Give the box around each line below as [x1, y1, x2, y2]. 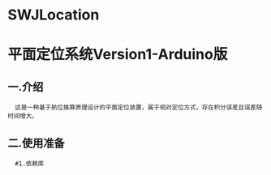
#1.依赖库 [15, 160, 45, 168]
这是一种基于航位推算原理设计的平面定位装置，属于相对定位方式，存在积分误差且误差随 [15, 104, 263, 112]
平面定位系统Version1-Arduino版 [7, 45, 228, 64]
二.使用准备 [7, 136, 66, 150]
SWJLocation [7, 6, 100, 24]
